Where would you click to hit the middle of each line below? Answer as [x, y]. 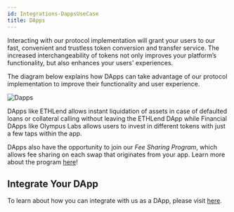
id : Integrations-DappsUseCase [53, 14]
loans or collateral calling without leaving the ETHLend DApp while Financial [117, 118]
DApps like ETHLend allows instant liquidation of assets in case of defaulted [117, 111]
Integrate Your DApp [53, 184]
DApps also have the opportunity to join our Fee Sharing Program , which [112, 147]
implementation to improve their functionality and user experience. [104, 84]
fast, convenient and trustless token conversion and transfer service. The [113, 48]
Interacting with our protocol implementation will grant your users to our [111, 40]
